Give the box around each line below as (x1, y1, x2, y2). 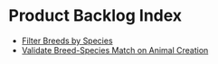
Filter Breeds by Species (21, 35, 114, 46)
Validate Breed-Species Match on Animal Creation (21, 44, 209, 55)
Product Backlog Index (8, 5, 183, 26)
